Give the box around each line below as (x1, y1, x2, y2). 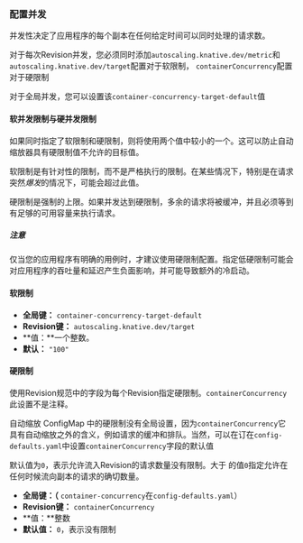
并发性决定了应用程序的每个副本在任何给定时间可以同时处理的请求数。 (9, 30, 271, 41)
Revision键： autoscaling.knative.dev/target (22, 320, 196, 331)
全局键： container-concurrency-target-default (22, 309, 203, 320)
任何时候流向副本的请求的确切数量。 (9, 471, 144, 482)
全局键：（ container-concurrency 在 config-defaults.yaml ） (22, 490, 243, 501)
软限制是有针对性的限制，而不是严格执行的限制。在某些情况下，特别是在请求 (9, 165, 294, 177)
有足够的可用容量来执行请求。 (9, 207, 120, 218)
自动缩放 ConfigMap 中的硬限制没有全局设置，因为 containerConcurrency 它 (9, 418, 287, 428)
